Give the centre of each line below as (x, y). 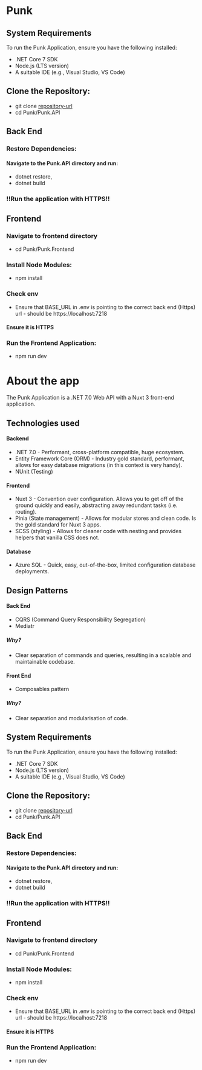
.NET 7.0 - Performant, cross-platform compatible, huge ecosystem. (100, 452)
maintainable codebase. (45, 661)
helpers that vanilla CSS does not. (57, 537)
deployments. (32, 571)
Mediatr (25, 625)
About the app (43, 381)
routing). (26, 512)
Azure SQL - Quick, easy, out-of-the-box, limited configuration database (105, 565)
